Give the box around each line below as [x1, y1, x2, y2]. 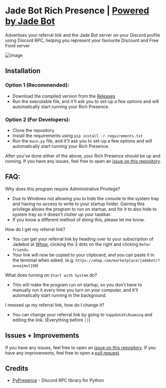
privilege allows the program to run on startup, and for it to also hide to [12, 206, 157, 212]
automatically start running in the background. [12, 292, 107, 298]
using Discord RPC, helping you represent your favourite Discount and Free [5, 37, 159, 43]
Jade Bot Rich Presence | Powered [5, 5, 150, 16]
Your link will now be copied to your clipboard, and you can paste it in [12, 252, 155, 258]
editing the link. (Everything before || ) [12, 317, 91, 323]
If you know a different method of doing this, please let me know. [12, 217, 145, 223]
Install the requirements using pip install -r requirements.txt [12, 132, 143, 138]
